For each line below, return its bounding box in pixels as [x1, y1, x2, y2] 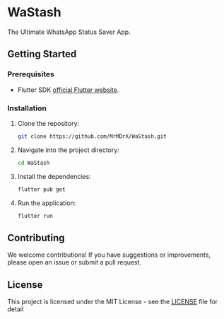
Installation [7, 103, 47, 113]
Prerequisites [7, 69, 54, 79]
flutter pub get [17, 185, 66, 193]
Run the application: [17, 199, 76, 207]
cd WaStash [17, 159, 50, 166]
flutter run [17, 212, 53, 219]
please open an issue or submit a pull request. [7, 258, 142, 267]
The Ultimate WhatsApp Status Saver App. [7, 28, 131, 36]
